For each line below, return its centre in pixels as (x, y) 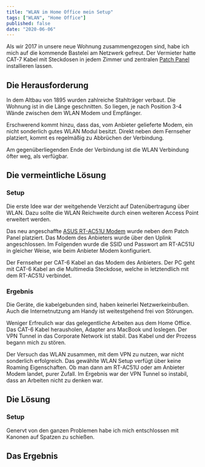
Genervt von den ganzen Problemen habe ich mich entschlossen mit (93, 430)
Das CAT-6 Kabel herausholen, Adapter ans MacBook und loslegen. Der (97, 330)
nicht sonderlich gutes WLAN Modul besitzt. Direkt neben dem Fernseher (99, 132)
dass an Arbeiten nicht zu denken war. (55, 381)
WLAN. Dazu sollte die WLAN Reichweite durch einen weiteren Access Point (102, 212)
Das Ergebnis (32, 456)
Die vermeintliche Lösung (56, 175)
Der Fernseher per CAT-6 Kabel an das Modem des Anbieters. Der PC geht (101, 262)
